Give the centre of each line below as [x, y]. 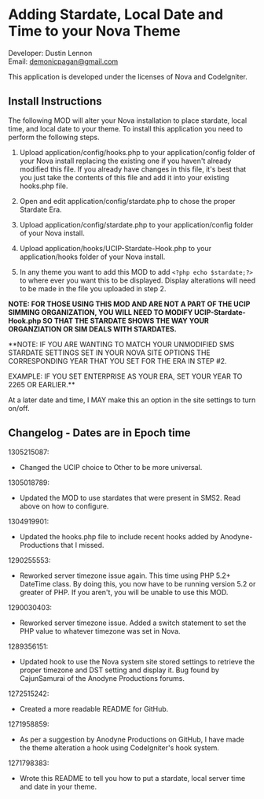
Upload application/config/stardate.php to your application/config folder [136, 224]
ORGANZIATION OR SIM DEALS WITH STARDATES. [92, 329]
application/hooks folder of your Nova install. [92, 257]
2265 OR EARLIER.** [42, 384]
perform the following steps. [54, 137]
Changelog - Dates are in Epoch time [99, 433]
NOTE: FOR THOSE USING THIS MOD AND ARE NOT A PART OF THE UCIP [129, 304]
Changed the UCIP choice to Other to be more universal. [111, 467]
